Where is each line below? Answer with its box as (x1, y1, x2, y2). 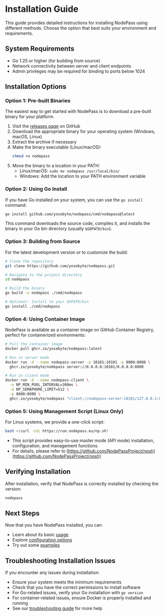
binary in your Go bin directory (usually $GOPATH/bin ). (5, 226, 112, 231)
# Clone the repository (5, 259, 54, 264)
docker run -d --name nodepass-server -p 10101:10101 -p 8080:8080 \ (5, 359, 151, 365)
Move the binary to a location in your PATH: (12, 163, 100, 169)
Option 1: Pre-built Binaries (5, 97, 71, 104)
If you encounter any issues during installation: (5, 570, 100, 576)
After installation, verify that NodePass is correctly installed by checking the (5, 480, 159, 487)
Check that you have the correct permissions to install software (12, 584, 141, 590)
